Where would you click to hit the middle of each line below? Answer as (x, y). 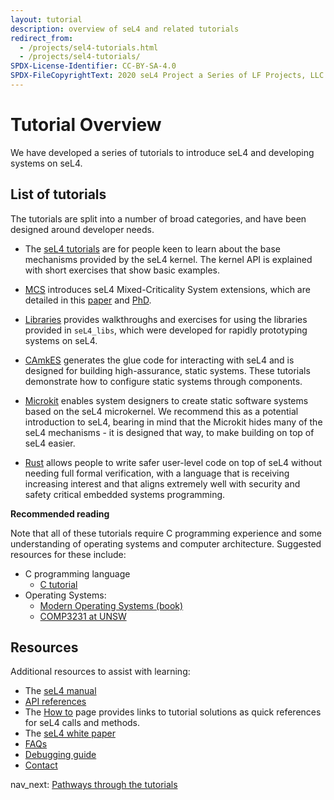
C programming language (77, 573)
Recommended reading (60, 513)
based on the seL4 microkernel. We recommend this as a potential (161, 411)
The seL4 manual (60, 691)
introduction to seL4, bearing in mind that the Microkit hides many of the (173, 422)
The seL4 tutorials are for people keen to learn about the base (152, 248)
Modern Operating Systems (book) (111, 605)
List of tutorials (58, 194)
